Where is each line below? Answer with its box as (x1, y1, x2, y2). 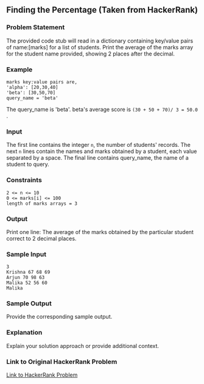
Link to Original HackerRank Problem (6, 357, 118, 366)
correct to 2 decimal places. (6, 235, 77, 242)
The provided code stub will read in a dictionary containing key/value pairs (6, 37, 194, 44)
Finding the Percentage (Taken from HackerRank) (6, 5, 198, 15)
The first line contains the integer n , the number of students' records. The (6, 141, 191, 149)
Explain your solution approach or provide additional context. (6, 342, 160, 349)
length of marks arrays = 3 (6, 201, 78, 207)
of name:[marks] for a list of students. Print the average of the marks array (6, 43, 194, 51)
